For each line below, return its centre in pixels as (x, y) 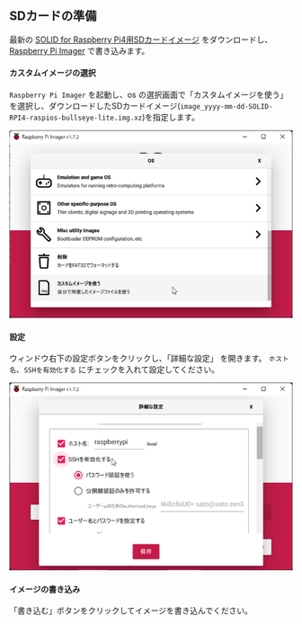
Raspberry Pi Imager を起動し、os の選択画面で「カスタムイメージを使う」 (149, 95)
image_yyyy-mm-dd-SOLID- (226, 107)
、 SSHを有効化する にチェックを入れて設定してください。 (118, 370)
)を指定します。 (171, 117)
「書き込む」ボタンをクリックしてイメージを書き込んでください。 (131, 611)
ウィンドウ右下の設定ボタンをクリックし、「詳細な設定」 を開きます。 (138, 359)
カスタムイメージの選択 (53, 73)
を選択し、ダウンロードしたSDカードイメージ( (95, 106)
